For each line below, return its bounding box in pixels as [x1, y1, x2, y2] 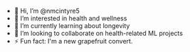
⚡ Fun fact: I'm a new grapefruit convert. [14, 37, 133, 45]
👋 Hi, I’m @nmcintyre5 [14, 7, 80, 15]
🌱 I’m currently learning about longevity [14, 22, 130, 30]
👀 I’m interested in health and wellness [14, 14, 127, 22]
